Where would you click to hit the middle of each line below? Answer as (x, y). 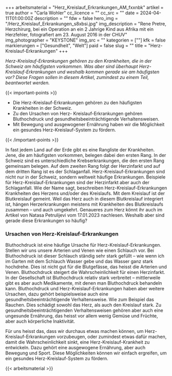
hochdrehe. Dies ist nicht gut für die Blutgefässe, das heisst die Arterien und (86, 267)
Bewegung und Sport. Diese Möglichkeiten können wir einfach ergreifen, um (86, 353)
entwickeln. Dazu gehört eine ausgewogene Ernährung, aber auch (75, 348)
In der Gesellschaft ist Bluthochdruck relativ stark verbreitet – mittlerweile (83, 278)
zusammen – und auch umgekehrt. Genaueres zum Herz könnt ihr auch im (84, 210)
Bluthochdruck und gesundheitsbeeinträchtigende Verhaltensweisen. (86, 119)
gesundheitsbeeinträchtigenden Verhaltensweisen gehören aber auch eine (84, 310)
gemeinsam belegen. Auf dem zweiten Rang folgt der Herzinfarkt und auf (83, 166)
